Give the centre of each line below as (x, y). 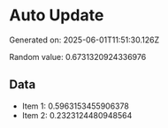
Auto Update (57, 15)
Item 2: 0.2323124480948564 (77, 115)
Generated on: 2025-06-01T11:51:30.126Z (84, 40)
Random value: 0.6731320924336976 (78, 56)
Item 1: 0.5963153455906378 (76, 106)
